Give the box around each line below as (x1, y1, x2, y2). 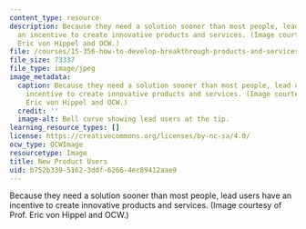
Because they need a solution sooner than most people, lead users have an (9, 190, 292, 201)
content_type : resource (9, 13, 100, 23)
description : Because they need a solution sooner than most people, (9, 22, 280, 31)
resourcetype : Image (9, 148, 88, 157)
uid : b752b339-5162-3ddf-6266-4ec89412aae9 (9, 165, 178, 174)
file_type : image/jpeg (9, 65, 96, 74)
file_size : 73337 (9, 55, 76, 65)
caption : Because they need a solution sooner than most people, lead (17, 81, 291, 90)
